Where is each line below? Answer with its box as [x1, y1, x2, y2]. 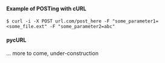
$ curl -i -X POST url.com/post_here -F [6, 18, 110, 24]
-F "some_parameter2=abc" [49, 24, 115, 30]
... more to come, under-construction [6, 50, 99, 57]
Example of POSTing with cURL [6, 5, 87, 12]
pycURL [6, 36, 27, 44]
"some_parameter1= [112, 18, 159, 24]
